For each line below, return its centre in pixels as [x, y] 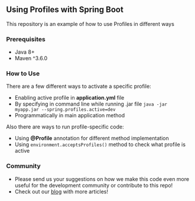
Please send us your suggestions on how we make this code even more [102, 179]
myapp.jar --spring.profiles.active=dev [65, 110]
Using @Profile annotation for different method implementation [92, 139]
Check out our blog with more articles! [61, 192]
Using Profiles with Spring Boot [65, 10]
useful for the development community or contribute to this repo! [94, 185]
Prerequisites [26, 39]
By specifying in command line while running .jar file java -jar [91, 104]
